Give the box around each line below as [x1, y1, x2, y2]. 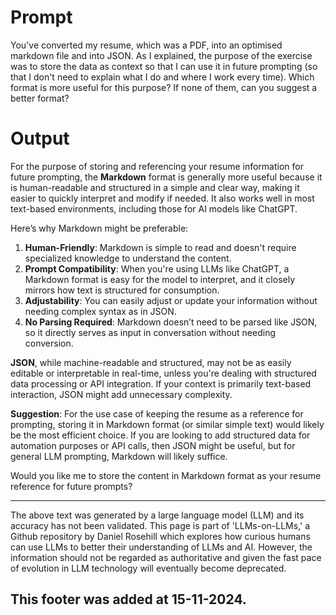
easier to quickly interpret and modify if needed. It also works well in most [10, 192, 315, 204]
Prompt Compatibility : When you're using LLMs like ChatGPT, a [24, 262, 290, 275]
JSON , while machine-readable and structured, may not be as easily [10, 356, 292, 368]
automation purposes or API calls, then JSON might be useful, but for [10, 439, 296, 451]
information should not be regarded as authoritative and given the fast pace [10, 551, 322, 563]
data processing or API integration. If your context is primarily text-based [10, 377, 312, 390]
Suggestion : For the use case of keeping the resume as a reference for [10, 407, 304, 420]
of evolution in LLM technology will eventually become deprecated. [10, 562, 287, 574]
